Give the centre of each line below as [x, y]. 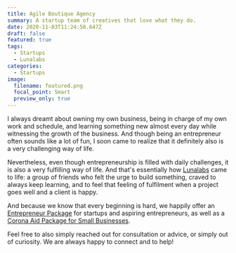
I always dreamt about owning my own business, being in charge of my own [117, 119]
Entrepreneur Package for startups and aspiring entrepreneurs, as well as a [116, 213]
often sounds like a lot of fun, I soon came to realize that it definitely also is [116, 141]
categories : [25, 66]
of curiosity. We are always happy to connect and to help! [91, 242]
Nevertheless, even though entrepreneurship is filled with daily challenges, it [118, 162]
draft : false [26, 33]
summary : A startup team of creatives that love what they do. [102, 20]
